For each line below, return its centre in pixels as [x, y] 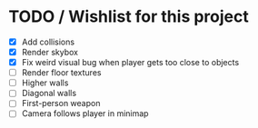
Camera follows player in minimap [85, 113]
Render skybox [50, 52]
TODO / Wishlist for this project [129, 17]
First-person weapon [61, 103]
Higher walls [45, 83]
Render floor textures [61, 73]
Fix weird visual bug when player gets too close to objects [130, 63]
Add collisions [48, 42]
